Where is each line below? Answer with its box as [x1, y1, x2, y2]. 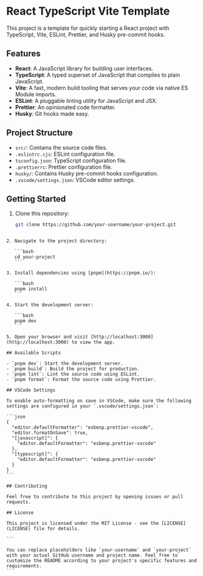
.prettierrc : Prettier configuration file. [15, 163, 112, 170]
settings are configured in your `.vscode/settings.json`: [6, 403, 159, 409]
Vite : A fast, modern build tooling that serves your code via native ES [15, 84, 188, 91]
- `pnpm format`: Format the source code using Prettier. [6, 376, 156, 383]
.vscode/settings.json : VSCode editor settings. [15, 176, 136, 183]
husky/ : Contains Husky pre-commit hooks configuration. [15, 169, 159, 177]
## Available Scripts [6, 350, 61, 356]
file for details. [33, 525, 80, 532]
